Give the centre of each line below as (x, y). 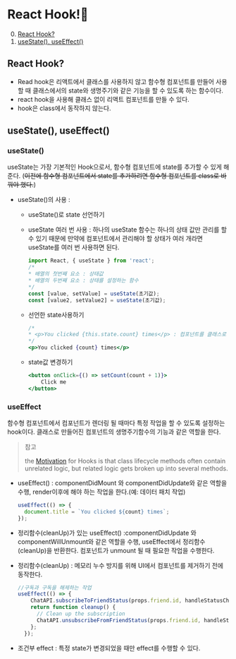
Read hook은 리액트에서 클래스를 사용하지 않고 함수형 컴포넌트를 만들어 (116, 81)
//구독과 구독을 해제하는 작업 (54, 588)
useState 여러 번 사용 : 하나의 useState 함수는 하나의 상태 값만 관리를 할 (128, 230)
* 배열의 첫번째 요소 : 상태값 (66, 274)
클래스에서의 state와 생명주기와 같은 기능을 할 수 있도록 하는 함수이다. (128, 90)
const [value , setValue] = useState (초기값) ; (94, 293)
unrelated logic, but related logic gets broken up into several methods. (126, 468)
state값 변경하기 (50, 362)
